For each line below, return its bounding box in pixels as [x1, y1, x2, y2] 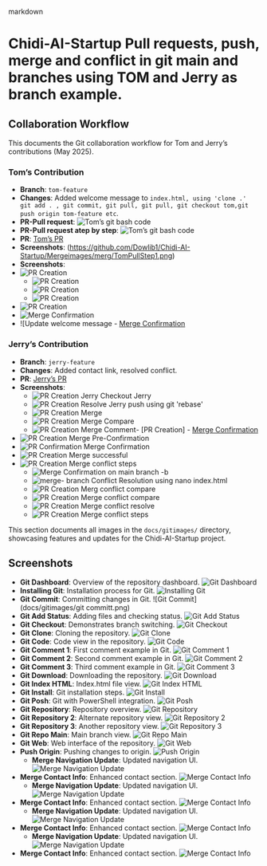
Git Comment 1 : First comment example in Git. [19, 645, 171, 655]
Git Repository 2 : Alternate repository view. [19, 713, 163, 722]
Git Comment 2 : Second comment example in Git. [19, 654, 184, 663]
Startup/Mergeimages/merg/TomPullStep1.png [19, 251, 173, 261]
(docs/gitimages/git [19, 603, 84, 612]
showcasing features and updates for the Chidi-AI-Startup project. [8, 533, 226, 543]
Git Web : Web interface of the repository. [19, 738, 155, 748]
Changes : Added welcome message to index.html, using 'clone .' [19, 193, 247, 203]
